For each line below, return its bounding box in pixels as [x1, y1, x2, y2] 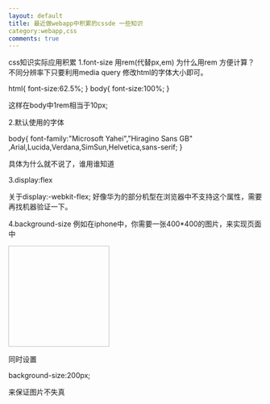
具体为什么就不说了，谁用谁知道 [8, 159, 114, 169]
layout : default [8, 11, 63, 20]
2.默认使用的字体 [8, 118, 64, 128]
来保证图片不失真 [8, 387, 65, 397]
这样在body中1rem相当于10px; [8, 100, 109, 110]
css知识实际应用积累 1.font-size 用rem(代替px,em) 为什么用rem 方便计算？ [8, 57, 255, 67]
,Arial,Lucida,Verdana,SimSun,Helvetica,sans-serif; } [8, 142, 183, 152]
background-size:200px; [8, 371, 91, 381]
